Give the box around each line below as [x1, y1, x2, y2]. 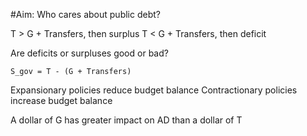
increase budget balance [10, 95, 113, 106]
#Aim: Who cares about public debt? [10, 9, 161, 20]
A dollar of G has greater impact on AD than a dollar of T [10, 114, 243, 126]
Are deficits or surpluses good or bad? [10, 47, 169, 59]
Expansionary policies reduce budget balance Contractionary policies [10, 84, 298, 96]
